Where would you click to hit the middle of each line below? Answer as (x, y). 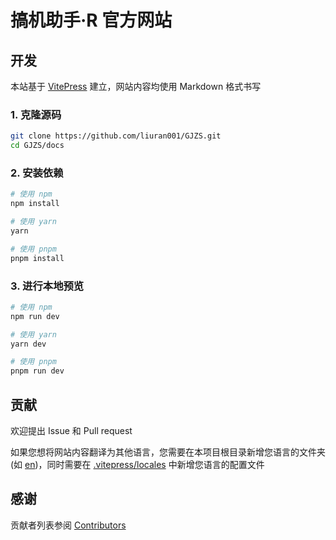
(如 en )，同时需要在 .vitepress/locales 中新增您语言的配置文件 (137, 464)
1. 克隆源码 (36, 114)
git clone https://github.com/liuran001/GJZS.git (116, 136)
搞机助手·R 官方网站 (91, 20)
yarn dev (28, 344)
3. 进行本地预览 (47, 286)
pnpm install (37, 258)
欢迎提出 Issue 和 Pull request (71, 430)
